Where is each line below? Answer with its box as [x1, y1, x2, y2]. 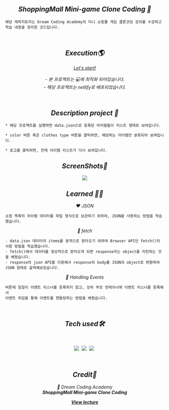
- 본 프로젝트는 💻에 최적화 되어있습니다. [45, 76, 125, 82]
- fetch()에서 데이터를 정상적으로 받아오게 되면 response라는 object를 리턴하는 [5, 249, 156, 254]
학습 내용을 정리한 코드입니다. [5, 25, 60, 30]
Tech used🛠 [65, 320, 105, 328]
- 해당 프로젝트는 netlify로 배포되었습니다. [43, 84, 126, 90]
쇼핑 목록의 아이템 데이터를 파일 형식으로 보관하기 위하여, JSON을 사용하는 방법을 [5, 214, 153, 219]
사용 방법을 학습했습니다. [5, 244, 50, 249]
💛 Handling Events [65, 274, 104, 280]
